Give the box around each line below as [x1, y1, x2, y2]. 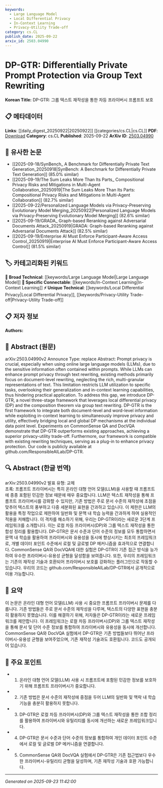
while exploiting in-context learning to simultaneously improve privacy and [5, 413, 154, 418]
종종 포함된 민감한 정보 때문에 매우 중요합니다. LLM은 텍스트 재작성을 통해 [10, 492, 149, 498]
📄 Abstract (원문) [5, 343, 56, 351]
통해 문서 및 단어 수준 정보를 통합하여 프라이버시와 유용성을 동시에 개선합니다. [10, 624, 157, 630]
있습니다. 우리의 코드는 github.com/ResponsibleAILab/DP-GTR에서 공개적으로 [5, 564, 155, 570]
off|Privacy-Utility [5, 297, 40, 303]
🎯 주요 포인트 [5, 658, 42, 666]
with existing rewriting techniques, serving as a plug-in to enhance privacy [5, 438, 154, 444]
